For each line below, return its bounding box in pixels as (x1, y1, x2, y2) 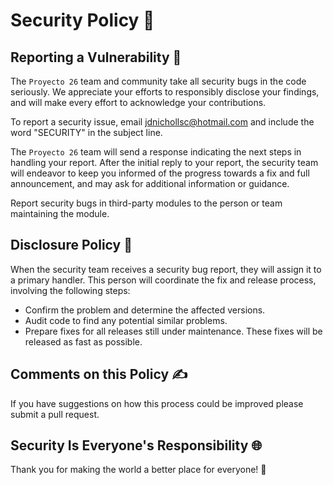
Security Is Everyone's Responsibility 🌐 (10, 437, 263, 454)
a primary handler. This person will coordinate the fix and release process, (10, 274, 317, 286)
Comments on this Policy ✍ (10, 366, 188, 383)
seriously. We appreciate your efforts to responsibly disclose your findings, (10, 86, 320, 98)
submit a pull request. (10, 408, 100, 420)
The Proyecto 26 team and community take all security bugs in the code (10, 75, 307, 87)
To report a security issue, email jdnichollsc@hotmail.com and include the (10, 116, 315, 128)
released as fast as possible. (24, 335, 143, 348)
